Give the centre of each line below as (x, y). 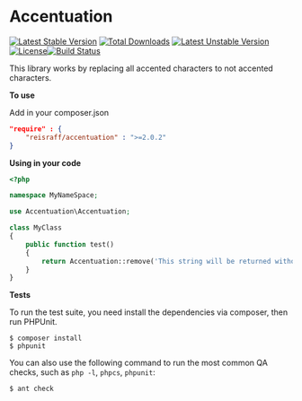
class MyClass (36, 228)
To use (22, 95)
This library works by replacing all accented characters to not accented (142, 68)
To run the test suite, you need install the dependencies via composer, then (149, 312)
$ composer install (46, 338)
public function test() (70, 244)
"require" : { (36, 129)
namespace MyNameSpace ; (54, 196)
